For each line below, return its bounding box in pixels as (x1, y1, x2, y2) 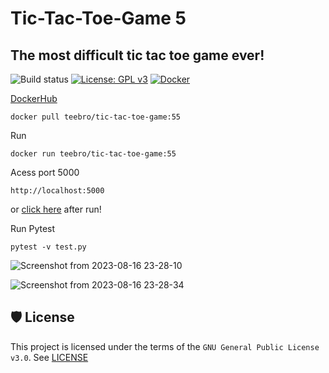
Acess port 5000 (10, 167, 80, 178)
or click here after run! (10, 203, 102, 215)
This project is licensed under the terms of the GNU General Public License (10, 340, 320, 352)
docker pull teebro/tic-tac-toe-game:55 (10, 112, 182, 122)
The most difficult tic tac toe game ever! (10, 47, 265, 64)
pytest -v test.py (10, 242, 87, 252)
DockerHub (10, 93, 58, 104)
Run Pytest (10, 223, 56, 234)
